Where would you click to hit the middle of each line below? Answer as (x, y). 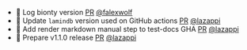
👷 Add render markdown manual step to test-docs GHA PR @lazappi (127, 29)
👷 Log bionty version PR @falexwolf (74, 12)
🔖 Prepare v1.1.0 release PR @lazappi (76, 37)
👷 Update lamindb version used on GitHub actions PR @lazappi (118, 21)
